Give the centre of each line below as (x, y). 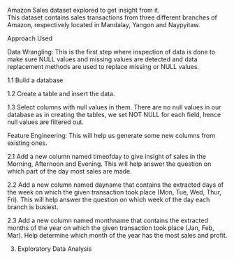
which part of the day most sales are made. (70, 171)
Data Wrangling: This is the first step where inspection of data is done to (111, 52)
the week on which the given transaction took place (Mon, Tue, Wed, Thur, (115, 192)
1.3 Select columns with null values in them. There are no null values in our (114, 107)
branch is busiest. (33, 207)
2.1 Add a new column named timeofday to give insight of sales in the (107, 156)
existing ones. (27, 143)
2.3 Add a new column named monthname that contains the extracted (108, 220)
